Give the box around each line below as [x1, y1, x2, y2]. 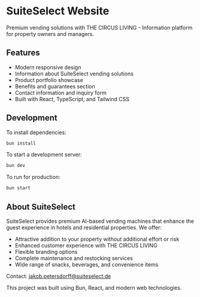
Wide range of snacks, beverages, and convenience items [14, 261, 159, 268]
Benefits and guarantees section [14, 83, 95, 90]
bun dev [6, 163, 26, 169]
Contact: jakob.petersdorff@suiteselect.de [6, 272, 111, 280]
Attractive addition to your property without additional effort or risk [14, 235, 180, 243]
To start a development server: [6, 151, 82, 158]
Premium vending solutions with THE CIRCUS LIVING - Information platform [6, 24, 193, 31]
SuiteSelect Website [6, 4, 110, 18]
